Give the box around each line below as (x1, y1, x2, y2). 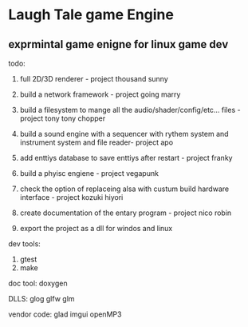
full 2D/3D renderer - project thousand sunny (19, 74, 169, 83)
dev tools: (8, 239, 41, 249)
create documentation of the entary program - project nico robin (19, 208, 232, 217)
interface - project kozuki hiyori (19, 193, 124, 201)
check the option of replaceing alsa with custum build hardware (19, 184, 230, 193)
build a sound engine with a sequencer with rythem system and (19, 130, 229, 138)
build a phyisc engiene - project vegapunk (19, 169, 159, 177)
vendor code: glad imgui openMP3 (8, 309, 122, 319)
